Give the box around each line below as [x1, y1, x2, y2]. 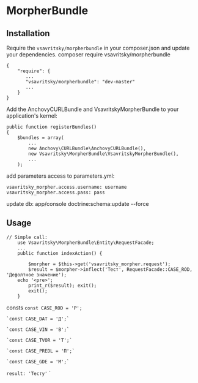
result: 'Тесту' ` [6, 369, 51, 377]
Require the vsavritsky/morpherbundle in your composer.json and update [6, 44, 190, 51]
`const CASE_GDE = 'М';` [6, 358, 70, 365]
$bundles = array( [17, 135, 64, 141]
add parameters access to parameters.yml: [6, 172, 115, 180]
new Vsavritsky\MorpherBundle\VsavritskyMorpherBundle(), [28, 151, 179, 157]
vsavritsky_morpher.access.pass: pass [6, 189, 105, 195]
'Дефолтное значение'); [6, 271, 67, 278]
